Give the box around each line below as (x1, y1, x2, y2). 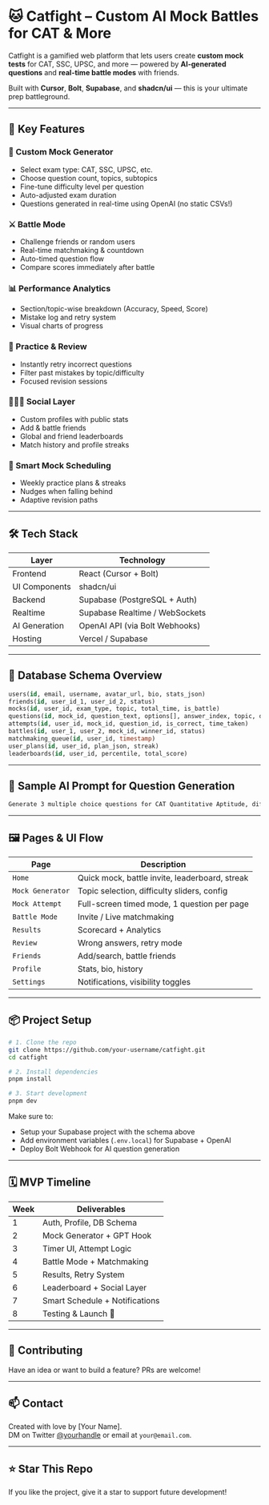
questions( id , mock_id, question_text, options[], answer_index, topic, (8, 712, 256, 720)
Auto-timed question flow (19, 254, 105, 263)
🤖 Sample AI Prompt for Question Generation (8, 780, 235, 793)
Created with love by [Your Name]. (8, 1422, 122, 1431)
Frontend (12, 568, 46, 579)
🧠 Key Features (8, 122, 86, 136)
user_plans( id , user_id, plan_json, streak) (8, 742, 159, 750)
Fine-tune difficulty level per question (19, 182, 144, 191)
